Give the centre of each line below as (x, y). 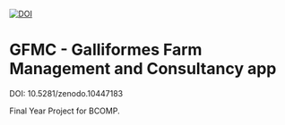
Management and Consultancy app (143, 69)
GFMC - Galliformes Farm (106, 50)
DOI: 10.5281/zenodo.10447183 (66, 93)
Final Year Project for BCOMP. (65, 111)
